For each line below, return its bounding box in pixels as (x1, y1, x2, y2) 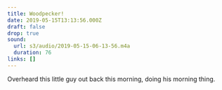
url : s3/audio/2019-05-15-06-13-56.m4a (13, 43, 131, 50)
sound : (7, 36, 27, 43)
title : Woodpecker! (7, 10, 65, 17)
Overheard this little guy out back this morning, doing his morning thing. (7, 75, 216, 83)
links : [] (7, 56, 37, 63)
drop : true (7, 29, 39, 37)
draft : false (7, 23, 46, 30)
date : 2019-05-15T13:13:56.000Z (7, 17, 102, 24)
